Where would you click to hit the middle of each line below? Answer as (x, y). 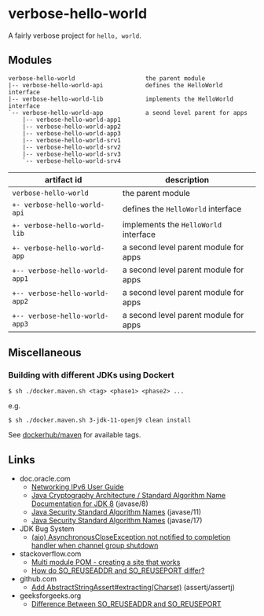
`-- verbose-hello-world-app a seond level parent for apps (128, 113)
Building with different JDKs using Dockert (91, 375)
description (187, 179)
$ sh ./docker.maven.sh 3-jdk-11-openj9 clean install (100, 421)
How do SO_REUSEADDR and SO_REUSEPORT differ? (118, 570)
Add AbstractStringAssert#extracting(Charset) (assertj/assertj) (133, 588)
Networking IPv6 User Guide (77, 487)
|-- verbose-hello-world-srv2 (72, 147)
